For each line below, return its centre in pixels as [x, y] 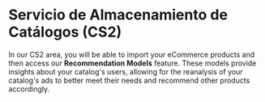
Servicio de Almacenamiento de [118, 15]
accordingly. [29, 89]
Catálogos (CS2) [65, 32]
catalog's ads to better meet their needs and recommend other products [129, 80]
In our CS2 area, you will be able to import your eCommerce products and [132, 54]
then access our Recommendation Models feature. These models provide [132, 63]
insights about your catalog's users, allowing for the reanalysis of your [126, 71]
